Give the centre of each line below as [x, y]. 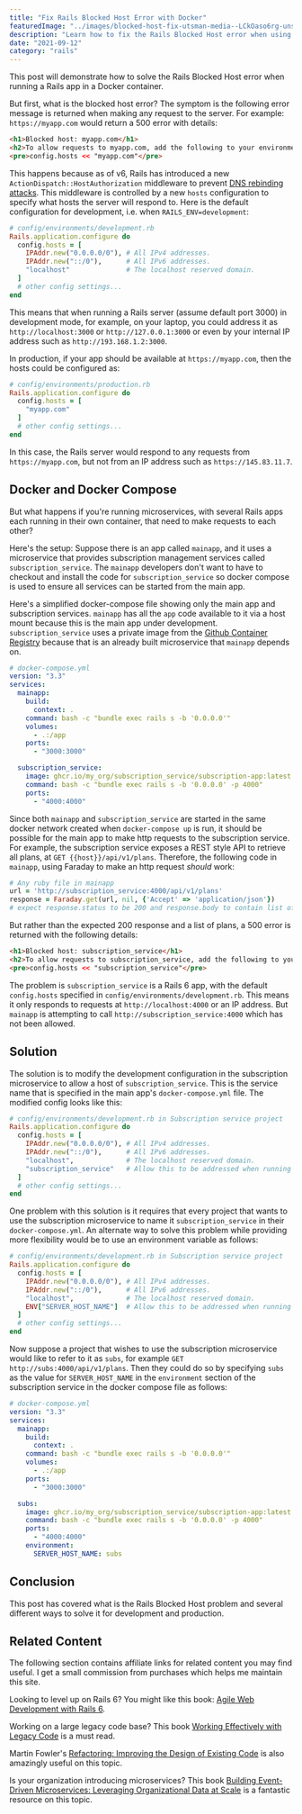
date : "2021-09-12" [46, 43]
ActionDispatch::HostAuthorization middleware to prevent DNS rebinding [147, 183]
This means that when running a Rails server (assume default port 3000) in [148, 312]
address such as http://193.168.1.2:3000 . [89, 341]
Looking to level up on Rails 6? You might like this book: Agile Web [132, 1700]
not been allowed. [43, 1024]
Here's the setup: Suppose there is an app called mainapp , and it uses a [141, 548]
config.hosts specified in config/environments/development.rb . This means [149, 995]
